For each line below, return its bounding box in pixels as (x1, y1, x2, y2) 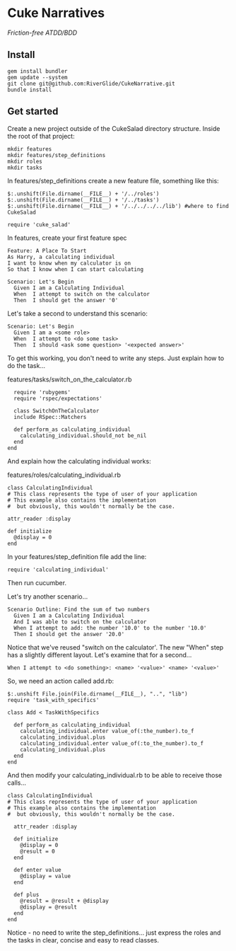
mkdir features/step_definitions (7, 151, 106, 158)
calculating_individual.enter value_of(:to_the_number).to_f (20, 739, 203, 747)
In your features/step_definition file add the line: (7, 552, 147, 560)
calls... (7, 778, 27, 787)
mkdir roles (7, 158, 42, 165)
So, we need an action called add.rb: (7, 676, 114, 685)
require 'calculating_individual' (7, 566, 110, 573)
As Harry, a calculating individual (7, 253, 115, 260)
